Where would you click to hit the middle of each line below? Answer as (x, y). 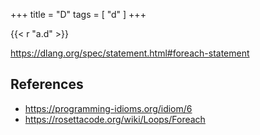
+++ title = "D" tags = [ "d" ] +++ (78, 14)
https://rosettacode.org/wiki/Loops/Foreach (115, 119)
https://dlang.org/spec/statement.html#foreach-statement (130, 53)
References (47, 84)
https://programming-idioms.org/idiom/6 (108, 108)
